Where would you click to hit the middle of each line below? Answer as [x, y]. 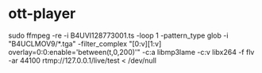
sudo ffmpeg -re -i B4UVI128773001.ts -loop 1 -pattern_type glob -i [118, 35]
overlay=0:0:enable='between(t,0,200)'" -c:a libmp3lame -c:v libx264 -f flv [131, 52]
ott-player [42, 14]
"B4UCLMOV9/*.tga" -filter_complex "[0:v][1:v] [85, 43]
